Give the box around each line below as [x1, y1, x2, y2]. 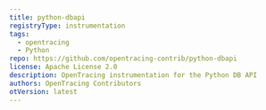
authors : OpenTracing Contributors [9, 79, 142, 88]
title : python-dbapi [9, 12, 87, 22]
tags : [9, 29, 29, 38]
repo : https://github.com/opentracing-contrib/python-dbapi [9, 54, 238, 63]
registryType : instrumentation [9, 21, 126, 30]
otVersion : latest [9, 87, 78, 96]
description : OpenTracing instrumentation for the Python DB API [9, 71, 257, 80]
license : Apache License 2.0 [9, 63, 118, 72]
